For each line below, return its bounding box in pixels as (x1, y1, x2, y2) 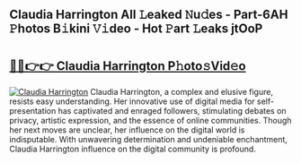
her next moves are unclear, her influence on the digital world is (9, 124, 245, 135)
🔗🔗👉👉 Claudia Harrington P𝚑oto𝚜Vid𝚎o (9, 58, 246, 73)
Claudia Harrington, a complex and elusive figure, (89, 87, 274, 97)
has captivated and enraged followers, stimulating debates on (58, 106, 287, 116)
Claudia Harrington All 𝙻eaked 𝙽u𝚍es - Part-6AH (9, 7, 288, 22)
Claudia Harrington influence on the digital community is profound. (9, 143, 256, 154)
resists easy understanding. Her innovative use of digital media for (9, 96, 255, 107)
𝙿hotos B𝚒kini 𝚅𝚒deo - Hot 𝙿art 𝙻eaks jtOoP (9, 21, 263, 37)
